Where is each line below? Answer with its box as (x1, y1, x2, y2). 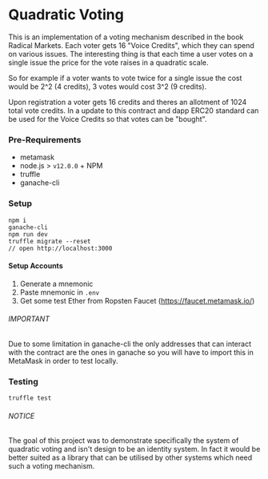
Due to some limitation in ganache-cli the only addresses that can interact (8, 339, 252, 348)
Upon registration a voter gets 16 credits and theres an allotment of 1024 (8, 97, 247, 107)
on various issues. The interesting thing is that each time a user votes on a (8, 49, 254, 58)
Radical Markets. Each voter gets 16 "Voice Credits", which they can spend (8, 40, 254, 50)
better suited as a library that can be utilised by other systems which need (8, 453, 253, 462)
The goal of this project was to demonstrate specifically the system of (8, 436, 239, 445)
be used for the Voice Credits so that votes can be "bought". (8, 114, 207, 123)
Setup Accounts (8, 261, 63, 271)
